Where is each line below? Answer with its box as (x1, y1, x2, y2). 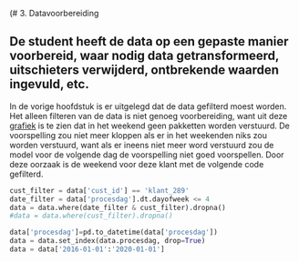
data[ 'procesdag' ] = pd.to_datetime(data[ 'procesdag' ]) (9, 227, 219, 237)
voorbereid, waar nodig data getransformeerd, (9, 48, 280, 64)
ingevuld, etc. (9, 76, 89, 92)
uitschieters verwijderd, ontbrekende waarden (9, 63, 280, 78)
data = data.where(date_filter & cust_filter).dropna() (9, 203, 226, 212)
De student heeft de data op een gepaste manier (9, 34, 289, 49)
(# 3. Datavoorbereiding (9, 8, 99, 18)
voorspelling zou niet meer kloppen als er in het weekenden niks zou (9, 129, 267, 140)
